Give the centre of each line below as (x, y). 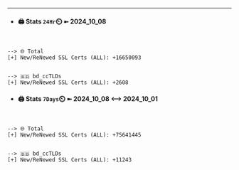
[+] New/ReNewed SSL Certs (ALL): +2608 (68, 83)
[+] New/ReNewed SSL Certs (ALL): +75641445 (74, 135)
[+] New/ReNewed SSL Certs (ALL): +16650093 (74, 58)
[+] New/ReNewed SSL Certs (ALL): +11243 (70, 160)
